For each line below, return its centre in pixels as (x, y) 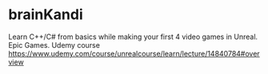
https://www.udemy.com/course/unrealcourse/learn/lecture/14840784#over (134, 53)
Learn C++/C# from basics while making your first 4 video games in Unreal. (133, 37)
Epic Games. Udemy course (54, 45)
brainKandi (46, 15)
